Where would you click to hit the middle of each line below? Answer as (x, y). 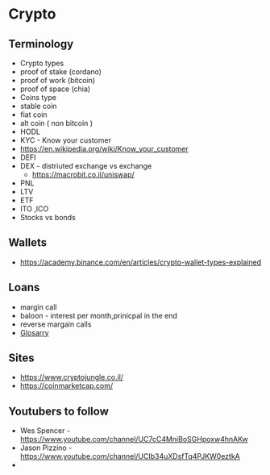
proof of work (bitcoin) (58, 80)
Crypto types (42, 63)
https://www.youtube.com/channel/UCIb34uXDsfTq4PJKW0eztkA (130, 456)
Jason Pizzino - (46, 448)
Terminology (41, 44)
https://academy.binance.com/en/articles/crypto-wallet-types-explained (141, 262)
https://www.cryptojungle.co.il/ (71, 377)
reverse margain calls (56, 324)
